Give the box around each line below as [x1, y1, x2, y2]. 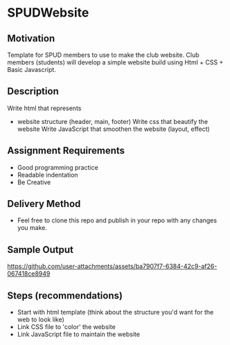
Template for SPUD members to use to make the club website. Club [7, 51, 200, 59]
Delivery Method [7, 198, 81, 210]
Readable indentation [17, 170, 78, 179]
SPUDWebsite [7, 5, 89, 21]
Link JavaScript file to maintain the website [17, 330, 141, 339]
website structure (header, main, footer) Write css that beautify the [17, 117, 209, 125]
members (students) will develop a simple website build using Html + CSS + [7, 58, 224, 67]
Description [7, 85, 59, 98]
